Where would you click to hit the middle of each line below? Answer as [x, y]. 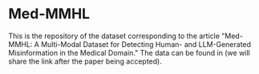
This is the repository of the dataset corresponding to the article [114, 36]
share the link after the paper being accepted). [85, 61]
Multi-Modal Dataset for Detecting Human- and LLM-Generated [146, 44]
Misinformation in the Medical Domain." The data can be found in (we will [129, 53]
